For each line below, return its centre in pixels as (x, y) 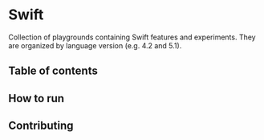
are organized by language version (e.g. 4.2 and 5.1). (95, 45)
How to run (37, 98)
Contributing (41, 126)
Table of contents (53, 71)
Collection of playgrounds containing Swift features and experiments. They (132, 37)
